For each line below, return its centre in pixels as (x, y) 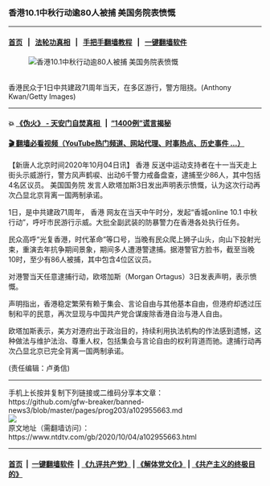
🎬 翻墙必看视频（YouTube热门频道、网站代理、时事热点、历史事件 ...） (127, 143)
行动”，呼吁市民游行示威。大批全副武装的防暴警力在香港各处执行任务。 (126, 222)
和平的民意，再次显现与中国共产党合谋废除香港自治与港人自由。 (121, 314)
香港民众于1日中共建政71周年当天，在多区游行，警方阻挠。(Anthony (120, 87)
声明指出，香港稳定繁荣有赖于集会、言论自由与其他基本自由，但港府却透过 (131, 304)
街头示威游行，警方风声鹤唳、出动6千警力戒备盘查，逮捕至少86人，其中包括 (135, 175)
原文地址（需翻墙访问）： (49, 428)
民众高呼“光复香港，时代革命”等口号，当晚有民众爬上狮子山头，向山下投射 (131, 240)
